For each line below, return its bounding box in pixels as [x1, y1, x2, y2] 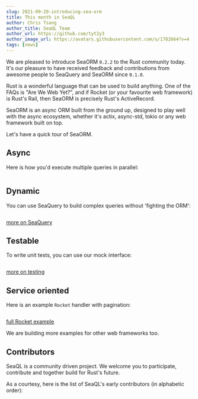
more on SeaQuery [6, 218, 53, 226]
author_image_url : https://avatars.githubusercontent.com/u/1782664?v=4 [6, 36, 190, 42]
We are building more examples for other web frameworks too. [6, 329, 159, 337]
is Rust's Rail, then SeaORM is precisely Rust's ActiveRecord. [6, 95, 155, 102]
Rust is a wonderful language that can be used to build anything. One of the [6, 82, 191, 89]
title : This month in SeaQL [6, 14, 76, 20]
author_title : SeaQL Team [6, 25, 70, 32]
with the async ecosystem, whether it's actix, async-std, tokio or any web [6, 112, 186, 120]
